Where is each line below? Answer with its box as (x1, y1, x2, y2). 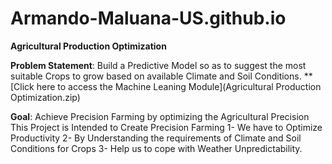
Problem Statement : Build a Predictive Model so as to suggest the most (10, 59, 307, 71)
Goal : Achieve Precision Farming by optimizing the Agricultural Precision (10, 110, 310, 122)
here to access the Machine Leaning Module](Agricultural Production (36, 80, 322, 92)
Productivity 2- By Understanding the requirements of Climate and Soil (10, 132, 302, 144)
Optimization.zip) (10, 91, 81, 103)
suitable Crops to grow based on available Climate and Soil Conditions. (10, 70, 302, 82)
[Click (10, 80, 35, 92)
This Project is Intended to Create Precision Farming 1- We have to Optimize (10, 121, 323, 133)
